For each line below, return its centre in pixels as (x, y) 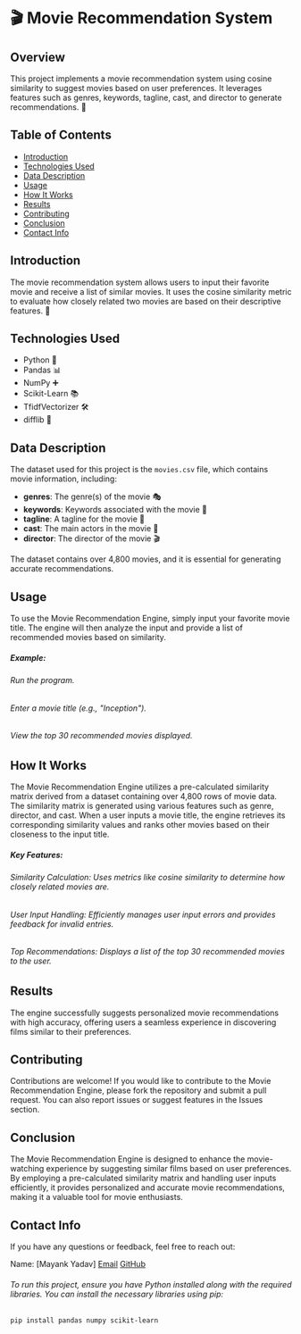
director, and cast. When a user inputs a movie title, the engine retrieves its (148, 815)
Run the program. (42, 680)
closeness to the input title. (60, 834)
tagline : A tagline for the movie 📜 (84, 519)
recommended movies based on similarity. (88, 638)
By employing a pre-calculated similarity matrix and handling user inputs (143, 1178)
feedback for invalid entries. (62, 924)
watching (27, 1169)
